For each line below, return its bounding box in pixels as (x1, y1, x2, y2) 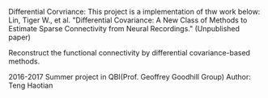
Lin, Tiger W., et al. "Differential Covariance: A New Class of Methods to (8, 15, 248, 25)
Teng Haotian (8, 80, 53, 90)
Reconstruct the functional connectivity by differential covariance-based (8, 48, 251, 57)
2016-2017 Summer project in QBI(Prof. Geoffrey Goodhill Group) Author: (8, 72, 251, 81)
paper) (8, 32, 31, 42)
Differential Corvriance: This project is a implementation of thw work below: (8, 7, 261, 16)
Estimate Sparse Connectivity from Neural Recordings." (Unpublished (8, 24, 240, 33)
